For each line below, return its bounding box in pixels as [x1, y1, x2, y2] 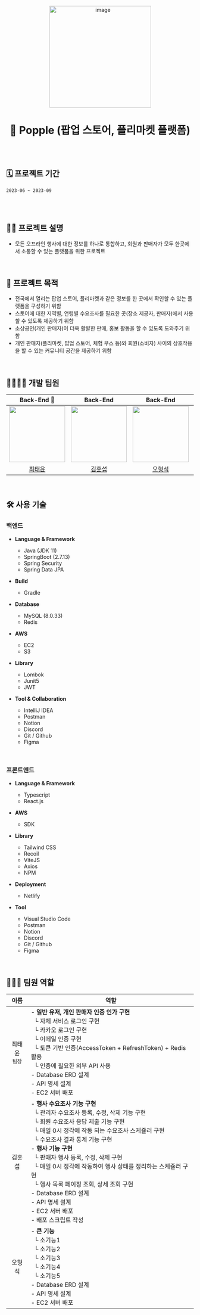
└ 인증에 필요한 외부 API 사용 [33, 1061, 111, 1070]
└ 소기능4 [33, 1263, 61, 1271]
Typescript [23, 791, 51, 798]
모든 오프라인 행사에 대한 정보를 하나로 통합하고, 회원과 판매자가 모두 [14, 240, 174, 247]
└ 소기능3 [33, 1254, 61, 1262]
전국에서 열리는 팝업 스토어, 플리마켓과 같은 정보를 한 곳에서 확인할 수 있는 [14, 295, 186, 302]
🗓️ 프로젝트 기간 [6, 169, 60, 179]
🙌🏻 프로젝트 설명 [6, 223, 64, 234]
